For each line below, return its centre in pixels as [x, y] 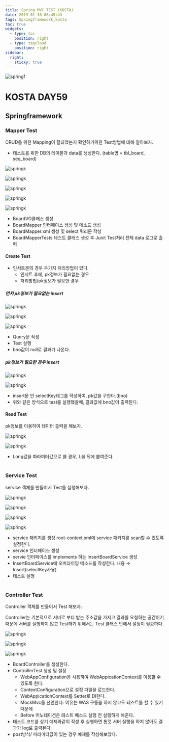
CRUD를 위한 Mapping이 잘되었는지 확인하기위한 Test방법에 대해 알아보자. [79, 142]
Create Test [18, 256]
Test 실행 [22, 343]
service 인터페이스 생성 [36, 550]
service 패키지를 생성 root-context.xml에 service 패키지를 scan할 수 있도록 [88, 538]
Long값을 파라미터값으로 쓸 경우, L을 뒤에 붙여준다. [63, 457]
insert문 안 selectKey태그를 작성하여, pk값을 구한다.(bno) [70, 396]
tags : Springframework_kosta [36, 19]
